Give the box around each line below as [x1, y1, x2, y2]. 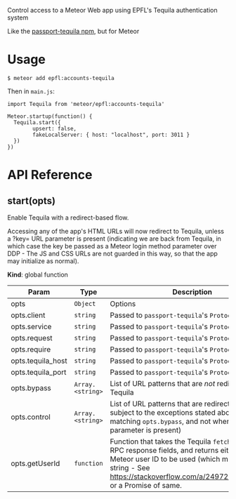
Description [171, 287, 213, 297]
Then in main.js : [7, 87, 55, 95]
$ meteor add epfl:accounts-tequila [7, 74, 114, 81]
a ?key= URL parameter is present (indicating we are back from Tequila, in [7, 234, 221, 243]
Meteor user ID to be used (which [110, 454, 221, 464]
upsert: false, [32, 125, 77, 132]
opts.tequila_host [11, 356, 68, 366]
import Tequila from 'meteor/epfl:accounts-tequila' [7, 100, 165, 107]
